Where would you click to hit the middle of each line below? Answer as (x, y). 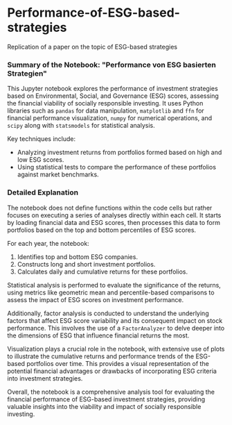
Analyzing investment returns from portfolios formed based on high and (119, 152)
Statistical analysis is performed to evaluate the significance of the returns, (114, 285)
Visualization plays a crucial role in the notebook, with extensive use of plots (116, 349)
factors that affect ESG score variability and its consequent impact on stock (115, 320)
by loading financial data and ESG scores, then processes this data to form (114, 222)
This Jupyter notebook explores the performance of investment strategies (113, 89)
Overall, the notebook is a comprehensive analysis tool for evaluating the (111, 392)
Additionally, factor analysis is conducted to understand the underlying (108, 313)
